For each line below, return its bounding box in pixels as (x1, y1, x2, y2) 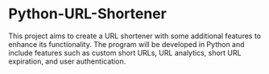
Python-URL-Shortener (8, 5, 167, 23)
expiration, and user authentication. (8, 56, 126, 66)
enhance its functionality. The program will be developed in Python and (8, 39, 245, 49)
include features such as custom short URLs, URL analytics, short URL (8, 48, 242, 57)
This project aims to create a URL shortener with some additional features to (8, 31, 262, 41)
